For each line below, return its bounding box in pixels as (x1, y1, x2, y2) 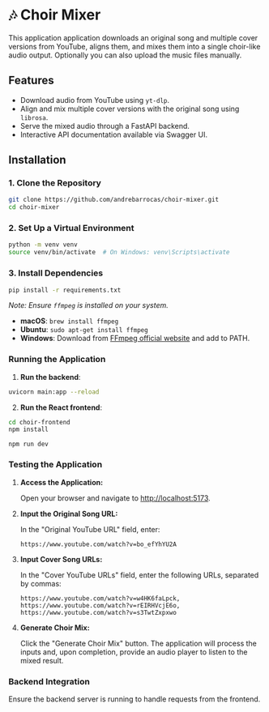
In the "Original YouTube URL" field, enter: (19, 524, 160, 534)
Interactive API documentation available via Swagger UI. (19, 130, 208, 139)
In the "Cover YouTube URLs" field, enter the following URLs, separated (19, 569, 259, 580)
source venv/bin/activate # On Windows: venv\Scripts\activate (8, 249, 230, 257)
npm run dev (8, 440, 49, 449)
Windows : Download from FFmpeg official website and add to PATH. (19, 334, 250, 343)
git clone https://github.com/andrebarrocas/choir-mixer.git (8, 196, 220, 204)
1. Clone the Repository (8, 177, 101, 189)
